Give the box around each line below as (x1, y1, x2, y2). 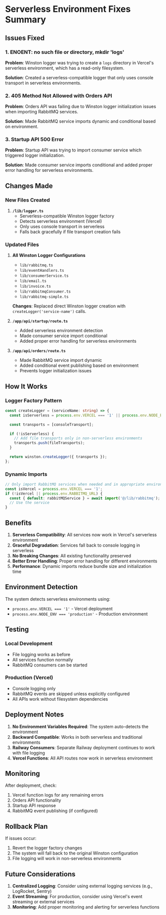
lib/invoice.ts (19, 284, 51, 289)
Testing (5, 625, 29, 634)
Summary (5, 14, 46, 25)
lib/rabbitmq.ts (19, 263, 53, 268)
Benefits (5, 518, 32, 527)
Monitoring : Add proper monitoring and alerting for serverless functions (12, 904, 160, 910)
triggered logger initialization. (5, 152, 65, 158)
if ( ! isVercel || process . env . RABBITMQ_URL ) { (5, 491, 103, 496)
